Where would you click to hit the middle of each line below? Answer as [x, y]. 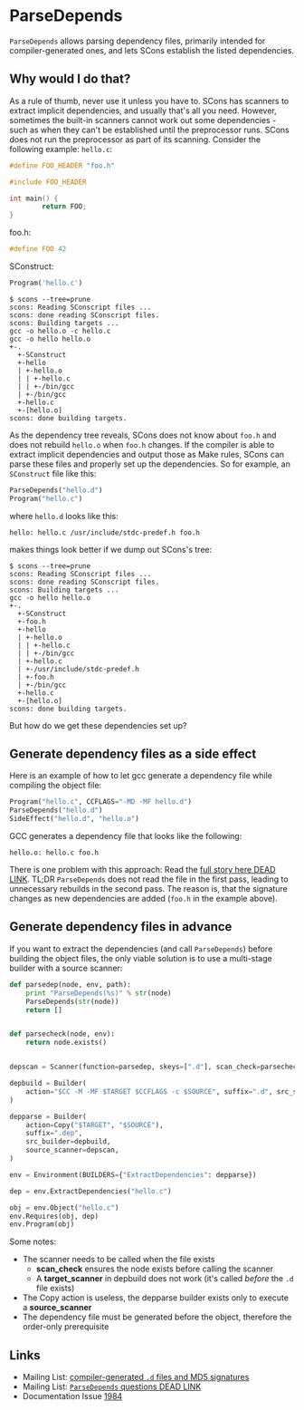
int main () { [34, 198]
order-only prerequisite [66, 1327]
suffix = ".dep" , [54, 1134]
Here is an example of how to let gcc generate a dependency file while [141, 776]
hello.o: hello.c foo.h [54, 853]
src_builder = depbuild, [68, 1142]
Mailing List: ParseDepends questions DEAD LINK [112, 1386]
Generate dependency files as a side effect [133, 754]
